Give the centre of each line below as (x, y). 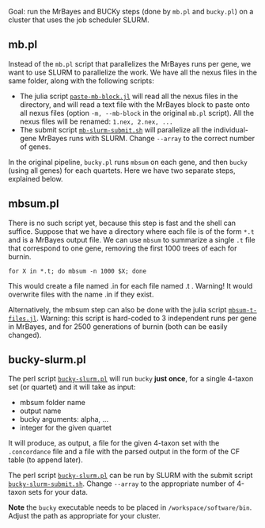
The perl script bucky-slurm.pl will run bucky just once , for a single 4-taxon (131, 379)
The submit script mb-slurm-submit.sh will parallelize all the (115, 129)
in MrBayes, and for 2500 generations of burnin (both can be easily (118, 326)
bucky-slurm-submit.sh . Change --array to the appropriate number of (121, 484)
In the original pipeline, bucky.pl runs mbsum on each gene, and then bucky (128, 162)
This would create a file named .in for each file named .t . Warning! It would (131, 285)
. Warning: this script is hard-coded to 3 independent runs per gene (147, 318)
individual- (231, 129)
